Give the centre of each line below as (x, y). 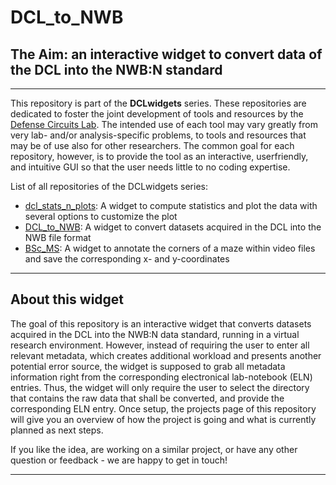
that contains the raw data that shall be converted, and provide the (147, 398)
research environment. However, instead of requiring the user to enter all (160, 345)
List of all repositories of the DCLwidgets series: (109, 186)
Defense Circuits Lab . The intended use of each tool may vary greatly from (164, 124)
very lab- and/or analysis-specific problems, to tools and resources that (158, 135)
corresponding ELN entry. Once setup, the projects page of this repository (163, 408)
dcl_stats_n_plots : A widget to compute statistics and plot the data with (171, 205)
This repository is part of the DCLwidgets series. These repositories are (158, 103)
